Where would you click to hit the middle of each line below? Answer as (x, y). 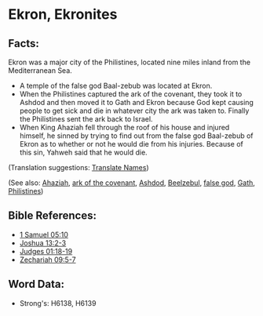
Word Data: (37, 284)
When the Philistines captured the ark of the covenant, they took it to (131, 94)
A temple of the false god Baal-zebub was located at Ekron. (116, 85)
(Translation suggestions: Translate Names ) (79, 167)
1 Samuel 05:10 (44, 234)
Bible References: (52, 216)
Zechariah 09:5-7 (47, 260)
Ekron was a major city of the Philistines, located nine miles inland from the (130, 62)
